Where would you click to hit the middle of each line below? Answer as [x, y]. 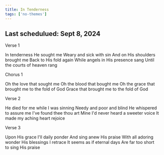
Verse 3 [13, 128]
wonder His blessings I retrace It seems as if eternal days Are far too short [80, 142]
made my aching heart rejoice [35, 118]
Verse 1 [12, 45]
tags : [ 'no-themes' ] [26, 14]
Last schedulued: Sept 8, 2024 [53, 34]
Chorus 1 [14, 75]
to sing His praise [23, 147]
